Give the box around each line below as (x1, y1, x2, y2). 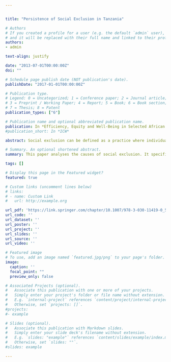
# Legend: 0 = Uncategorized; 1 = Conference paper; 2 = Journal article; (5, 95, 167, 101)
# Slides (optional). (5, 321, 51, 326)
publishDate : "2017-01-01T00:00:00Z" (5, 82, 85, 87)
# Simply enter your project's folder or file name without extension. (5, 293, 165, 298)
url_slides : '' (5, 231, 38, 236)
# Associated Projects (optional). (5, 283, 81, 288)
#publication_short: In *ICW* (5, 129, 70, 134)
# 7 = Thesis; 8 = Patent (5, 105, 60, 110)
